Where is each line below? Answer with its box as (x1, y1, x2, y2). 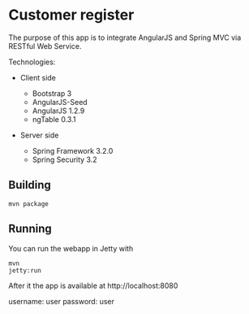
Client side (19, 72, 57, 82)
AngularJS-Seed (32, 97, 88, 107)
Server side (19, 130, 59, 140)
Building (8, 178, 51, 192)
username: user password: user (8, 296, 115, 306)
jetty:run (8, 266, 42, 274)
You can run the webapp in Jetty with (8, 243, 134, 253)
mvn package (8, 199, 49, 208)
